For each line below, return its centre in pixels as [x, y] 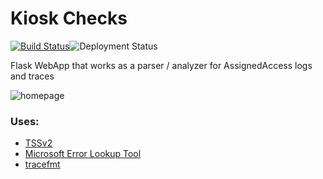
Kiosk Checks [69, 18]
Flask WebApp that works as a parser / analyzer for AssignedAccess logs [161, 65]
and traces [32, 76]
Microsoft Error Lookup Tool [83, 154]
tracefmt [42, 164]
